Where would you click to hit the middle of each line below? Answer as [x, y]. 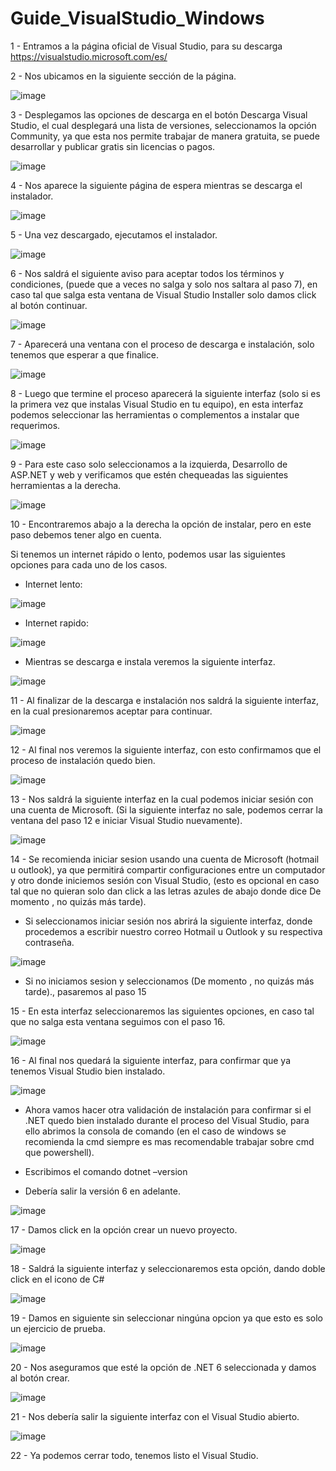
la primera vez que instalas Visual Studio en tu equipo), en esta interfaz [157, 404]
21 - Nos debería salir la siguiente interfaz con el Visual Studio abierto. [155, 1416]
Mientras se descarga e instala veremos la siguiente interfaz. [150, 661]
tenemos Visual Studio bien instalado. [88, 1071]
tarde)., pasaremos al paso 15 [85, 991]
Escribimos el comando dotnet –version [106, 1171]
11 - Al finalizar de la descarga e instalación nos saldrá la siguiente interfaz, [165, 700]
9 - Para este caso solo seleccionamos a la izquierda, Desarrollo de [149, 464]
